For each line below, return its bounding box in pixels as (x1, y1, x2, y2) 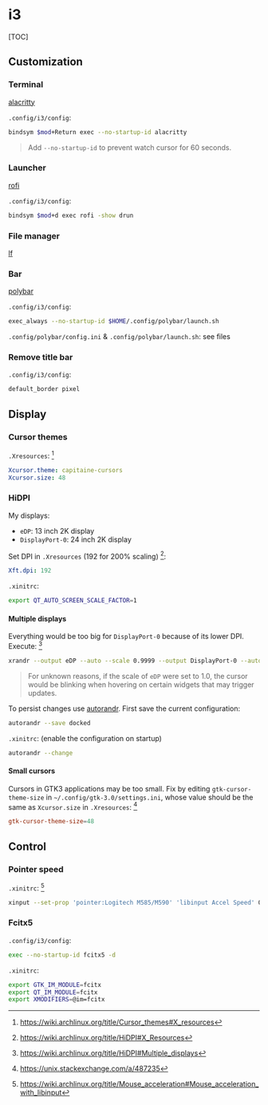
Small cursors (8, 766, 56, 775)
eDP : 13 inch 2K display (19, 526, 95, 535)
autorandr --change (8, 748, 73, 757)
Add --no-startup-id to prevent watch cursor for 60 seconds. (27, 142, 232, 152)
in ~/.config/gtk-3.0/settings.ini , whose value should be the (45, 792, 254, 802)
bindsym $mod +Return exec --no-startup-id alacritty (8, 128, 187, 136)
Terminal (8, 79, 44, 90)
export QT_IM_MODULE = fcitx (8, 988, 98, 996)
